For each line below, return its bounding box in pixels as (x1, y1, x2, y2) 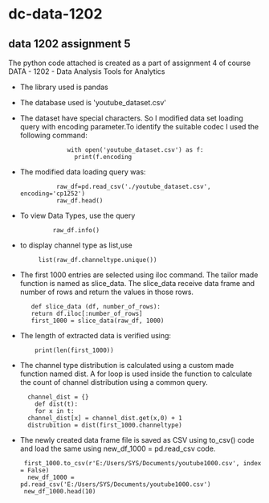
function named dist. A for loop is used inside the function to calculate (19, 369, 253, 378)
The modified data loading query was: (19, 167, 146, 177)
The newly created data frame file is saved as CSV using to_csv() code (19, 436, 255, 444)
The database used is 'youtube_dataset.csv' (19, 98, 167, 107)
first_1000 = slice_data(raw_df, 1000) (31, 317, 165, 325)
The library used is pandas (19, 82, 108, 92)
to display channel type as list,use (19, 240, 132, 250)
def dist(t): (35, 400, 79, 408)
